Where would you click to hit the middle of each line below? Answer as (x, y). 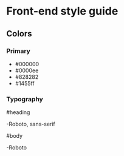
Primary (18, 51)
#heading (18, 112)
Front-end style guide (62, 11)
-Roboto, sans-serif (31, 124)
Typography (25, 99)
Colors (19, 34)
